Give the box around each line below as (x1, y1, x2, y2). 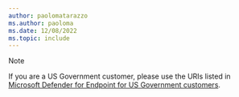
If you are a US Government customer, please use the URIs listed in (8, 71, 231, 81)
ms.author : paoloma (8, 19, 74, 27)
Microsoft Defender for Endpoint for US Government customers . (8, 80, 221, 90)
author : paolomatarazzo (8, 11, 89, 20)
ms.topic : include (8, 34, 70, 42)
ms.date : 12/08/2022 (8, 26, 78, 34)
